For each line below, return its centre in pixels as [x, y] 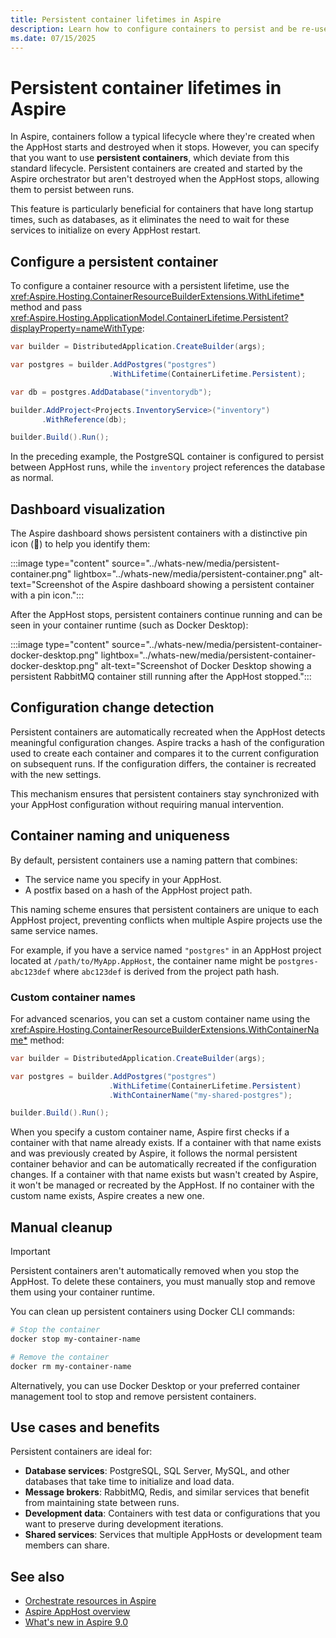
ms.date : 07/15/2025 [53, 38]
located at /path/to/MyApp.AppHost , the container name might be [143, 960]
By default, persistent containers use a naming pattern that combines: [154, 860]
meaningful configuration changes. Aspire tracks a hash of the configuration [167, 742]
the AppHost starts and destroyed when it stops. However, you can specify [165, 147]
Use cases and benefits [85, 1427]
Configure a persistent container [114, 261]
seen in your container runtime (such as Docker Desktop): [129, 625]
